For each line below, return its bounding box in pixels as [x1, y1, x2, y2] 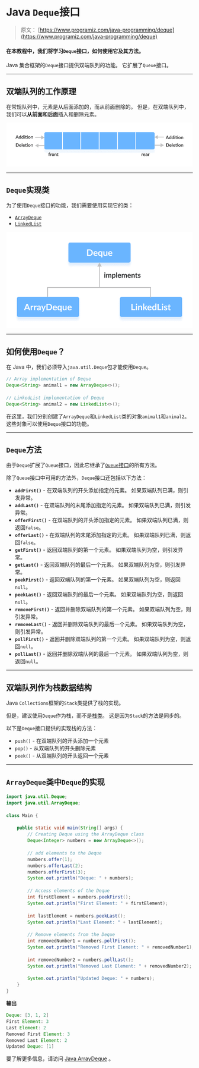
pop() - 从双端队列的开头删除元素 [14, 745, 96, 752]
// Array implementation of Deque [6, 376, 92, 382]
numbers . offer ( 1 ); [27, 856, 73, 862]
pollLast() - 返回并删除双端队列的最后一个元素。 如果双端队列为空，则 [14, 651, 188, 658]
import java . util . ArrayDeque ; [6, 800, 81, 806]
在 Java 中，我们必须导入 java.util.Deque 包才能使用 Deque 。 [6, 363, 152, 370]
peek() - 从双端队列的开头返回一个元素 [14, 752, 110, 759]
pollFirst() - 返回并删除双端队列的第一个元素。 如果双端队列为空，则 [14, 636, 186, 643]
